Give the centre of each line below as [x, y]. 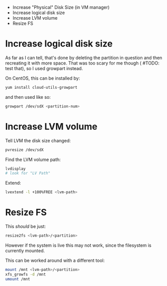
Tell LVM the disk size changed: [38, 140]
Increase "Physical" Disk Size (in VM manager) [61, 7]
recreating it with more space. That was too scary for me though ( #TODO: [82, 63]
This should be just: [26, 226]
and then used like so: [28, 97]
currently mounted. [25, 250]
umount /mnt [18, 279]
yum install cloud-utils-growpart [41, 87]
